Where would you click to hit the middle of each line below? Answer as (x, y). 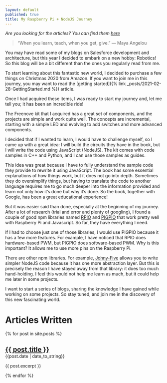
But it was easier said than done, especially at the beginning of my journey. (82, 207)
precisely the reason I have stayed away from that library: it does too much (82, 269)
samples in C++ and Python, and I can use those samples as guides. (76, 155)
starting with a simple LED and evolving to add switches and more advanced (83, 124)
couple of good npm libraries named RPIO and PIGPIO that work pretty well (82, 217)
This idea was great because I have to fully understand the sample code (79, 165)
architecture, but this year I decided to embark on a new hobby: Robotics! (81, 58)
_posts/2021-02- (144, 84)
